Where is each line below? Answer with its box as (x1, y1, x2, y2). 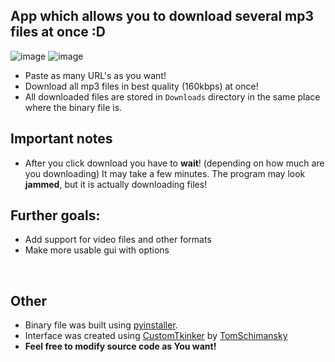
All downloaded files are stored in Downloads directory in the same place (24, 90, 321, 103)
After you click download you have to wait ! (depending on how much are (24, 157, 325, 169)
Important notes (10, 130, 113, 148)
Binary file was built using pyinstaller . (24, 319, 178, 331)
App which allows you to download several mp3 (10, 8, 315, 25)
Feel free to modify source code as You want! (24, 340, 217, 353)
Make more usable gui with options (24, 244, 170, 256)
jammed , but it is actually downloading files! (24, 178, 208, 190)
